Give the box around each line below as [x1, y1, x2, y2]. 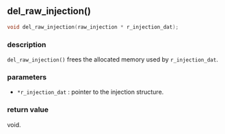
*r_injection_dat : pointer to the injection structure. [16, 88, 164, 96]
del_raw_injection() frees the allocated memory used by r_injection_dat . [7, 55, 219, 64]
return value [7, 105, 49, 115]
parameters [7, 72, 47, 81]
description [7, 40, 47, 49]
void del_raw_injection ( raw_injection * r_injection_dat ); [7, 23, 179, 30]
